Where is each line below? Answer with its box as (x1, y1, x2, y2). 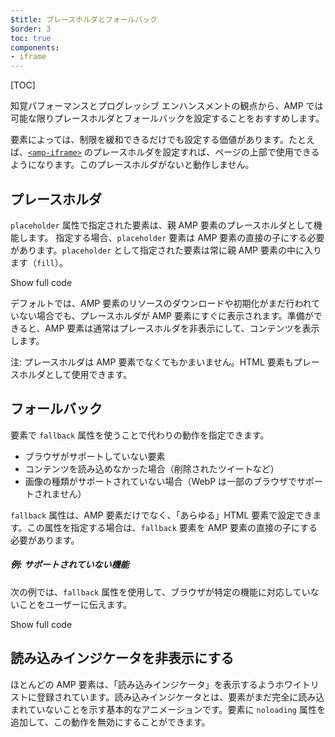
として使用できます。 (44, 368, 133, 380)
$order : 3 (10, 24, 52, 34)
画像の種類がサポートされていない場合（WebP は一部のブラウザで (24, 475, 298, 487)
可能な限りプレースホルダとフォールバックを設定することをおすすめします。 (10, 112, 325, 125)
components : (10, 42, 60, 53)
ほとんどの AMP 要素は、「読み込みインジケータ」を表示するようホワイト (10, 678, 311, 690)
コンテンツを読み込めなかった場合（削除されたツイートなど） (24, 462, 280, 475)
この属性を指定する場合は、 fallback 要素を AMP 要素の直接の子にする (26, 521, 318, 533)
